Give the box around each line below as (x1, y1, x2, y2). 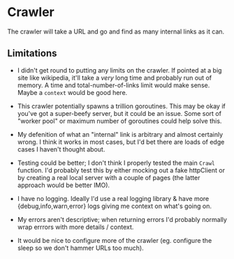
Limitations (7, 47, 57, 59)
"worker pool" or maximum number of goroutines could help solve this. (17, 117, 222, 125)
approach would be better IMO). (17, 181, 110, 189)
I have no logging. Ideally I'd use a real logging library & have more (17, 194, 210, 202)
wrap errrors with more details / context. (17, 223, 134, 231)
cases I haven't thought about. (17, 145, 105, 154)
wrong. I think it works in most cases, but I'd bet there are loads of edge (17, 138, 225, 146)
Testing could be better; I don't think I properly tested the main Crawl (17, 158, 215, 167)
